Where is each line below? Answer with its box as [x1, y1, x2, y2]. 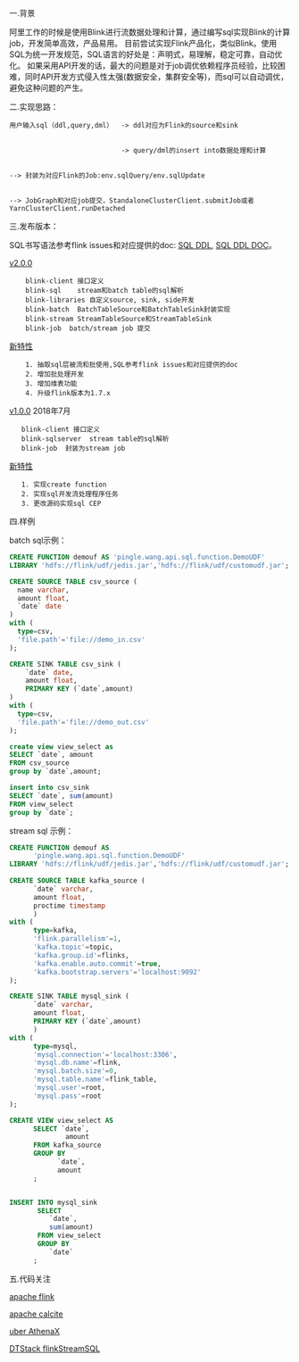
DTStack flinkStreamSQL [9, 1342, 101, 1354]
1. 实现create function [21, 480, 107, 489]
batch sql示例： [9, 535, 67, 545]
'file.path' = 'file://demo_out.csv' [17, 718, 150, 727]
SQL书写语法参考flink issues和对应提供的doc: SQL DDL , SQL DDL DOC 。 [9, 240, 277, 250]
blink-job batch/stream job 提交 [25, 324, 151, 333]
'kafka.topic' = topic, [32, 943, 114, 951]
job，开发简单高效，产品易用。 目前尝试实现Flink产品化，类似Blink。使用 [9, 38, 278, 48]
